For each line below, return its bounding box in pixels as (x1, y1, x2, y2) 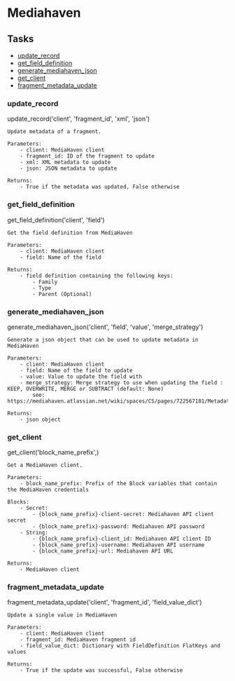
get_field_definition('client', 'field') (7, 215, 105, 224)
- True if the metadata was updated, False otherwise (20, 184, 180, 191)
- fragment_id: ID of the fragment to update (20, 153, 155, 160)
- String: (20, 530, 49, 537)
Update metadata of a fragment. (7, 128, 101, 135)
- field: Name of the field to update (20, 367, 133, 374)
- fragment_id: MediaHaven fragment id (20, 636, 136, 643)
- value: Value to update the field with (20, 373, 142, 380)
